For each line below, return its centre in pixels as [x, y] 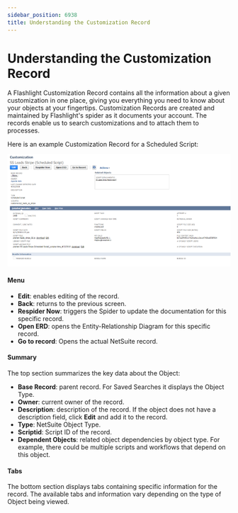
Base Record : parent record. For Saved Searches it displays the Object [121, 387]
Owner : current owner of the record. [71, 402]
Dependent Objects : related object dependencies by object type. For [119, 440]
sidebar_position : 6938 [42, 15]
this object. [34, 455]
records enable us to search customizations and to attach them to [103, 123]
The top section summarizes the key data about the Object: [94, 373]
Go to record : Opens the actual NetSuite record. [87, 341]
